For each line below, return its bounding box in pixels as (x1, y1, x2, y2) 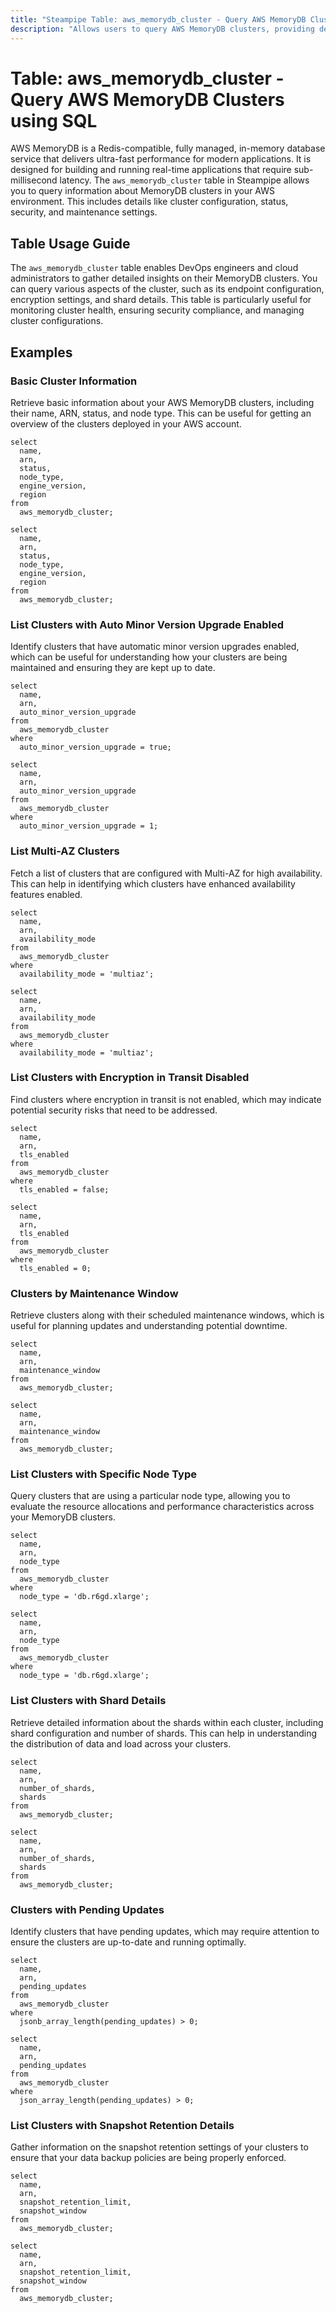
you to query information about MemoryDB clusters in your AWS (10, 185, 276, 197)
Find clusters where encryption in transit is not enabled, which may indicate (10, 1093, 322, 1105)
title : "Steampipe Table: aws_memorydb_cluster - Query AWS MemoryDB (10, 14, 307, 25)
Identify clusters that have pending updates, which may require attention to (10, 1926, 320, 1938)
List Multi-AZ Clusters (10, 844, 120, 858)
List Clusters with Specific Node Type (10, 1467, 197, 1481)
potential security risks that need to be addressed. (10, 1104, 218, 1116)
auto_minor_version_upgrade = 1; (19, 821, 159, 831)
